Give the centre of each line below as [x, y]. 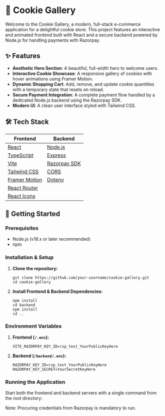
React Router [23, 188]
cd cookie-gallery [31, 282]
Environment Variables [33, 326]
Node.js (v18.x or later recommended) [51, 239]
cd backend [24, 305]
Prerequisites [22, 228]
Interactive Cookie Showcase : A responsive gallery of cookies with [82, 73]
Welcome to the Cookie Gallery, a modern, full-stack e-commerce [73, 24]
